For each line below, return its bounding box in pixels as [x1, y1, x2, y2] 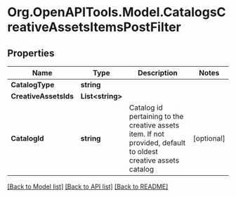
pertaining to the [129, 112, 184, 121]
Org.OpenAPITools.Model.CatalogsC [7, 4, 226, 20]
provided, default [129, 138, 186, 148]
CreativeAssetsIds [11, 91, 74, 101]
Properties [7, 47, 55, 59]
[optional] [192, 134, 225, 143]
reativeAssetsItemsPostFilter [7, 19, 181, 35]
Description [138, 68, 178, 77]
